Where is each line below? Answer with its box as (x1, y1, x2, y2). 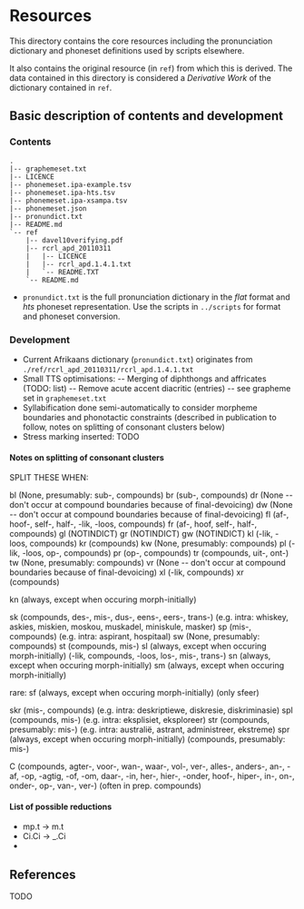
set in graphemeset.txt (22, 392, 107, 403)
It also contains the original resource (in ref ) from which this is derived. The (9, 63, 293, 74)
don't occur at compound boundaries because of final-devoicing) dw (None (9, 499, 293, 510)
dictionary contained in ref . (9, 82, 113, 93)
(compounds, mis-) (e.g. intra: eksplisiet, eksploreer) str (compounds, (9, 715, 270, 726)
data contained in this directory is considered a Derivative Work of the (9, 72, 272, 83)
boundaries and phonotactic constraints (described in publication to (22, 411, 277, 422)
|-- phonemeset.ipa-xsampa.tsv (9, 196, 128, 205)
